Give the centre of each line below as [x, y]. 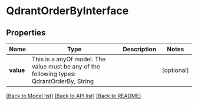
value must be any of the [66, 66]
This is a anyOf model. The [69, 59]
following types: [54, 74]
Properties [26, 33]
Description [140, 49]
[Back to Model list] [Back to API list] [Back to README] [74, 96]
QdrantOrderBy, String [63, 81]
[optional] [175, 70]
